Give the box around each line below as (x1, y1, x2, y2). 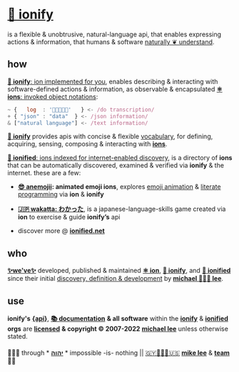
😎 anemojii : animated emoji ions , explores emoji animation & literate (17, 182, 221, 191)
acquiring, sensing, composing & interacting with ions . (7, 140, 168, 148)
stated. (7, 332, 29, 341)
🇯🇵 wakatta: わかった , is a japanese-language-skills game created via (17, 205, 226, 213)
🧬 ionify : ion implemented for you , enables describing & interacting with (7, 77, 218, 86)
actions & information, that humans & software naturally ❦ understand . (7, 37, 215, 46)
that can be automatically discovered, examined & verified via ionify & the (7, 161, 225, 170)
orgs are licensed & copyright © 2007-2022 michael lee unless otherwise (7, 324, 228, 333)
